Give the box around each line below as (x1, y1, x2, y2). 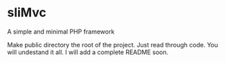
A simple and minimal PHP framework (7, 27, 115, 36)
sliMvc (7, 5, 46, 21)
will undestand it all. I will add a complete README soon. (7, 48, 169, 56)
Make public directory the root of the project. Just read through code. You (7, 40, 218, 49)
